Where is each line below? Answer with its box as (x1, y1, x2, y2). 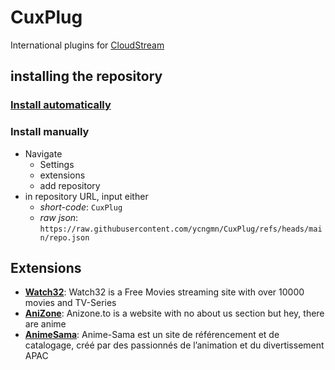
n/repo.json (39, 232, 90, 243)
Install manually (10, 125, 90, 139)
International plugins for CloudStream (10, 39, 165, 51)
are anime (24, 318, 67, 330)
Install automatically (10, 98, 112, 112)
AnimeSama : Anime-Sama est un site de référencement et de (24, 329, 280, 341)
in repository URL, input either (24, 190, 149, 202)
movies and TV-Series (24, 297, 117, 309)
